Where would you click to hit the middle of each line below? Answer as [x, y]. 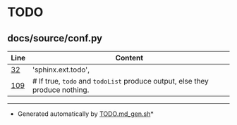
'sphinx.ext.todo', [61, 70]
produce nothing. [61, 90]
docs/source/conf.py [55, 38]
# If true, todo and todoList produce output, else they [121, 81]
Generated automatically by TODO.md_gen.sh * [85, 114]
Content [129, 58]
